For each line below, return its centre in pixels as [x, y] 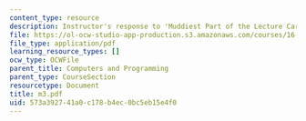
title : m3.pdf [36, 94]
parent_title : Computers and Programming [89, 69]
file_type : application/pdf [63, 43]
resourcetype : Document [55, 86]
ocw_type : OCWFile [44, 60]
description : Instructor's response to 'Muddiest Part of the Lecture [146, 26]
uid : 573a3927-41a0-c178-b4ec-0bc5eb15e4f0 [93, 102]
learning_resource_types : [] [65, 52]
